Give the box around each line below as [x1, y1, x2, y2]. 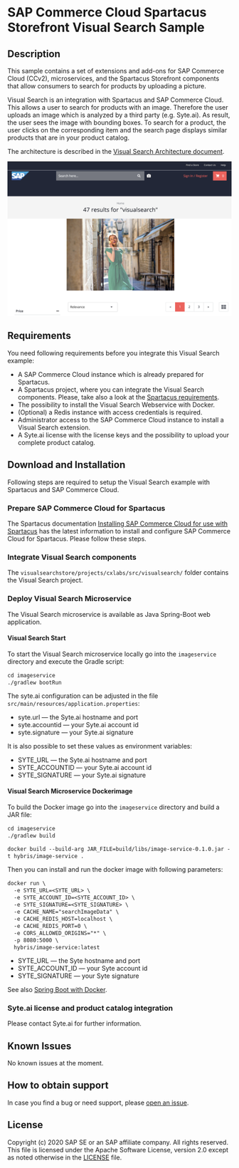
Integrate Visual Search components [7, 552, 137, 562]
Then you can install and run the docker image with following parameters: [7, 865, 223, 873]
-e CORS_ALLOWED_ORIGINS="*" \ [14, 929, 107, 937]
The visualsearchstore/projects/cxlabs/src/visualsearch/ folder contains [7, 568, 229, 577]
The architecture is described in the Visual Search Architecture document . [7, 147, 225, 155]
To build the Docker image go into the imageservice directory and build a [7, 803, 220, 811]
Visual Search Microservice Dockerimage [7, 787, 133, 796]
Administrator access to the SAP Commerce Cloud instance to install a [17, 415, 224, 424]
